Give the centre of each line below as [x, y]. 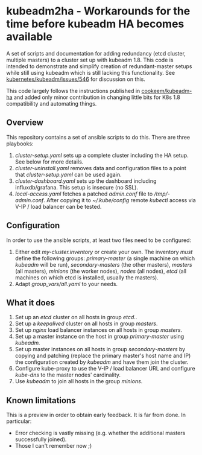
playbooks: [20, 144]
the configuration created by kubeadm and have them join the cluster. [102, 362]
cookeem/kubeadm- [167, 91]
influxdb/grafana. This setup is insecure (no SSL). [77, 187]
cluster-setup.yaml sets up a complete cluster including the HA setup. [102, 155]
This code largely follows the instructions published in [73, 91]
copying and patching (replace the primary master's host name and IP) [103, 356]
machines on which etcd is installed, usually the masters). [87, 277]
